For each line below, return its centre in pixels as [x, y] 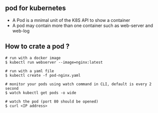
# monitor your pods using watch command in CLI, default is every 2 [79, 84]
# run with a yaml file [30, 71]
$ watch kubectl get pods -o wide [41, 93]
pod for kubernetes [35, 8]
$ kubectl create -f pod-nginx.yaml [43, 75]
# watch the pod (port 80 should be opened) [52, 102]
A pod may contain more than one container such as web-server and [83, 25]
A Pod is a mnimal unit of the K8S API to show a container [71, 20]
